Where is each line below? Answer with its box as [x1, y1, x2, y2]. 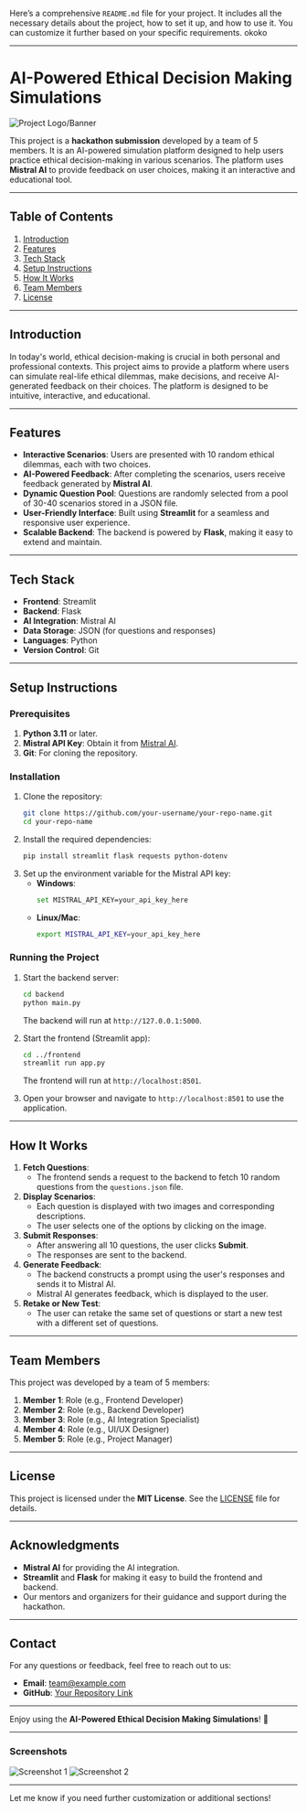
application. [22, 1102, 68, 1114]
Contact [9, 1635, 57, 1651]
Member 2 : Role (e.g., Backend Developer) [22, 1404, 185, 1415]
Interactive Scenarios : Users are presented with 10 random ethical [22, 449, 275, 460]
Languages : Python [22, 635, 98, 646]
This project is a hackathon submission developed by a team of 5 [9, 134, 259, 145]
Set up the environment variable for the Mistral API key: [22, 868, 231, 879]
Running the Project [9, 951, 100, 964]
